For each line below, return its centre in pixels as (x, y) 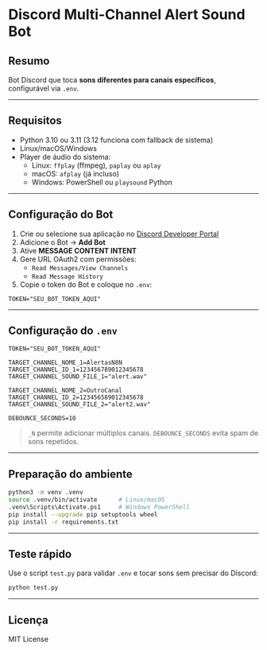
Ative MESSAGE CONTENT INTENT (78, 250)
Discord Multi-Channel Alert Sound (127, 15)
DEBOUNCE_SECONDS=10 (43, 419)
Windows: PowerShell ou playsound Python (102, 182)
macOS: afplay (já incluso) (75, 173)
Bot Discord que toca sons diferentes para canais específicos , (112, 80)
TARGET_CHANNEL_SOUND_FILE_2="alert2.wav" (79, 404)
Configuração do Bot (61, 215)
